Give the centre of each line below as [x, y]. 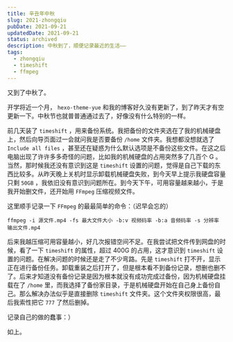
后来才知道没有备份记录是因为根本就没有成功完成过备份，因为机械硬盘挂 [122, 276]
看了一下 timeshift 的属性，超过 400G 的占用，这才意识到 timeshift [117, 250]
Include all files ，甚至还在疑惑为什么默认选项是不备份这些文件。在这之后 [116, 148]
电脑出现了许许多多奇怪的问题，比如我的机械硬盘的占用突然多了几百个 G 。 [114, 156]
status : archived [32, 40]
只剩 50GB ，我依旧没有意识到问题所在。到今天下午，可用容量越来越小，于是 [115, 182]
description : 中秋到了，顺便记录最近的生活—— [67, 46]
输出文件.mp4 [24, 228]
